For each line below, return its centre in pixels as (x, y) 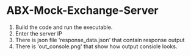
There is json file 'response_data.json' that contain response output (100, 40)
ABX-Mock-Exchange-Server (82, 11)
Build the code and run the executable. (64, 27)
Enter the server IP (38, 33)
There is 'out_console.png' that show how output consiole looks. (96, 46)
